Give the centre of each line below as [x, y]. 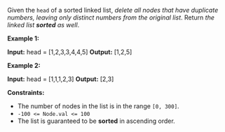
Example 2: [24, 65]
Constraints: [26, 93]
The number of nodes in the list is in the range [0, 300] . [98, 106]
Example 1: [23, 38]
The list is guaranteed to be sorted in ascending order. [96, 121]
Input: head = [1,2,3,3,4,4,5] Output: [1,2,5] [70, 52]
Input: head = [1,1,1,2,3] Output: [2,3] [61, 79]
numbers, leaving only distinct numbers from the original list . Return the [111, 17]
